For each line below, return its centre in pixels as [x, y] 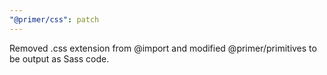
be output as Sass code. [59, 58]
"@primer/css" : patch [54, 19]
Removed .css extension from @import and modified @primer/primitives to [163, 48]
